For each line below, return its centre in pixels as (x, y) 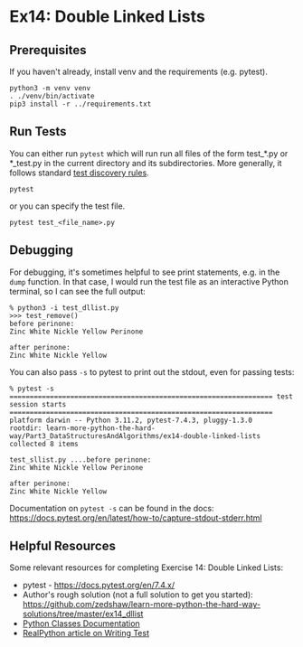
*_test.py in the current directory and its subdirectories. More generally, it (146, 163)
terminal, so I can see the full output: (78, 291)
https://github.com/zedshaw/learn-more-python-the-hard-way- (141, 605)
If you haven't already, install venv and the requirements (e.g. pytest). (139, 71)
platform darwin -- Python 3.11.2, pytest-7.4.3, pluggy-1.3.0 (131, 420)
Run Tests (38, 131)
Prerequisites (48, 50)
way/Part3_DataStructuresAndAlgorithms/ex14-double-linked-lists (135, 436)
